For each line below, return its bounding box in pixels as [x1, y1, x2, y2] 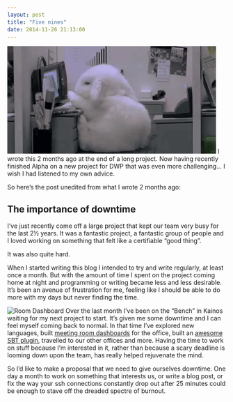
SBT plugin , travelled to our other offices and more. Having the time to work [7, 337, 224, 345]
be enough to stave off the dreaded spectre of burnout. [7, 387, 166, 395]
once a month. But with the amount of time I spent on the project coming [7, 271, 216, 279]
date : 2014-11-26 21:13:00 [7, 26, 86, 33]
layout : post [7, 11, 45, 18]
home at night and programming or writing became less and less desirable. [7, 279, 223, 287]
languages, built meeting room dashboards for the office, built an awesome [7, 329, 223, 337]
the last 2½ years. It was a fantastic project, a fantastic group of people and [7, 229, 224, 238]
